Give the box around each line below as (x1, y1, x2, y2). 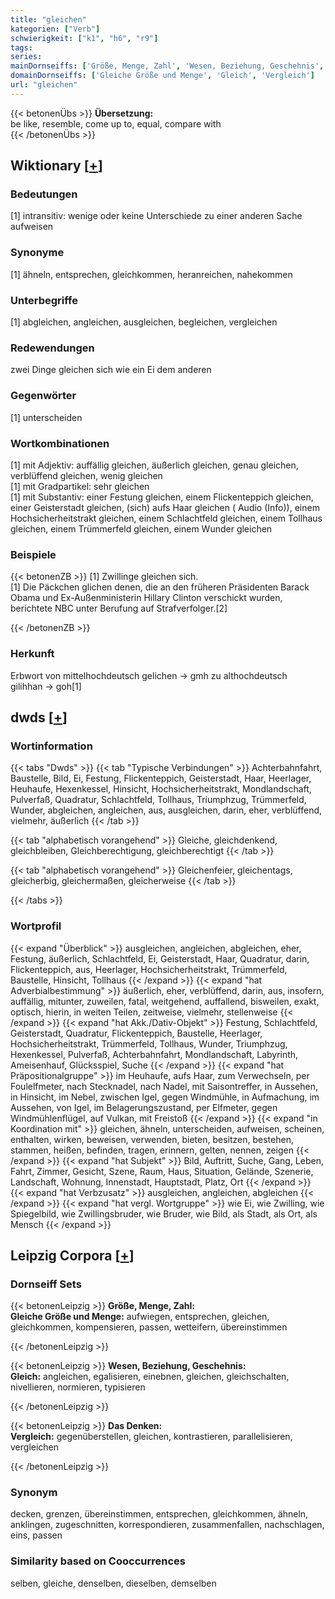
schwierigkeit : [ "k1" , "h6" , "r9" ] (10, 33, 159, 43)
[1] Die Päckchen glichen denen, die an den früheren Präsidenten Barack (10, 581, 310, 593)
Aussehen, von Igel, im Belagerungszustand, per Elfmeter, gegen (10, 1101, 278, 1113)
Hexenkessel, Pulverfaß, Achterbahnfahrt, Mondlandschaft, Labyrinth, (10, 1048, 299, 1060)
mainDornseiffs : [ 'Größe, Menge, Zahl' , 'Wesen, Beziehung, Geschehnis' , (10, 61, 325, 71)
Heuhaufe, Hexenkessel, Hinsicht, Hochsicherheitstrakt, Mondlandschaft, (10, 783, 312, 795)
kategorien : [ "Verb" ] (10, 24, 101, 34)
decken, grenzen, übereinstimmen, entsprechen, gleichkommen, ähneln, (10, 1508, 309, 1520)
